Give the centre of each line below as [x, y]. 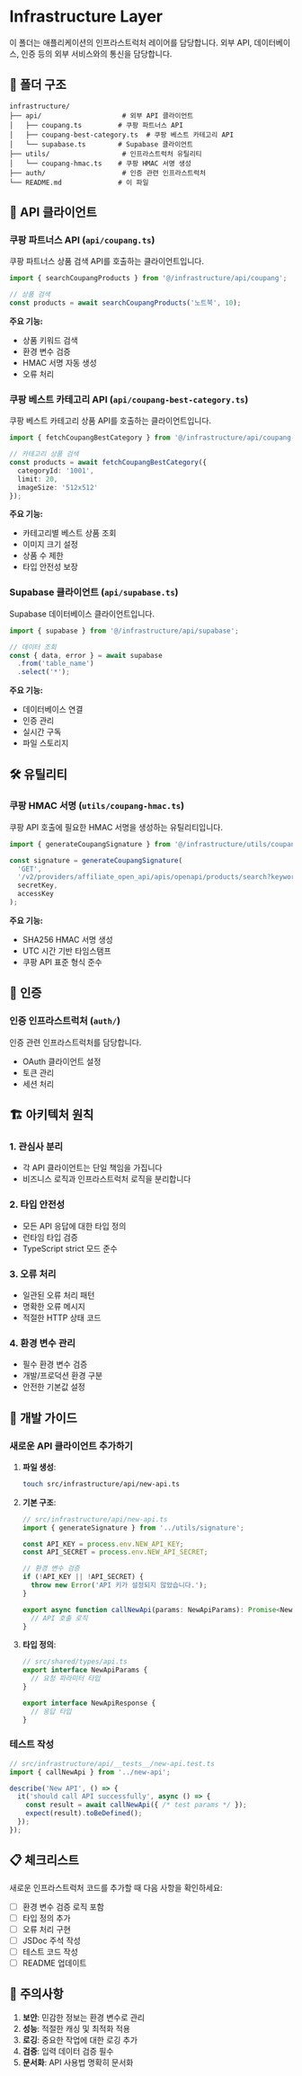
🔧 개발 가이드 [44, 1418]
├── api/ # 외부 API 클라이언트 [102, 115]
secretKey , [38, 886]
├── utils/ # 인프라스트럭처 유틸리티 [106, 154]
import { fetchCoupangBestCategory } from [90, 438]
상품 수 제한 [43, 555]
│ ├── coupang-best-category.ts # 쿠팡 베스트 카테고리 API [122, 135]
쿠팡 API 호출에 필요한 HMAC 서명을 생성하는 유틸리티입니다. [116, 827]
